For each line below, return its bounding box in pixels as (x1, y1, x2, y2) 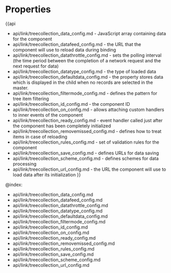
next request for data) (12, 63, 59, 69)
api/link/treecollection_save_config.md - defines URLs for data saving (12, 150, 159, 156)
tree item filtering (12, 96, 50, 102)
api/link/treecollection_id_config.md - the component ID (12, 101, 130, 107)
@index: (5, 181, 23, 188)
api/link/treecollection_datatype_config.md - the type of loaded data (12, 68, 157, 75)
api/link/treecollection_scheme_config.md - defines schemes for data (12, 155, 159, 162)
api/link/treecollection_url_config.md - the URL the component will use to (12, 166, 166, 172)
